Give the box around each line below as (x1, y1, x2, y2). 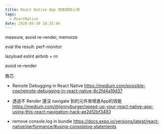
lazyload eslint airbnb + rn (5, 54, 58, 59)
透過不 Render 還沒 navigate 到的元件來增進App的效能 (12, 98, 122, 104)
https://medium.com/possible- (84, 83, 146, 89)
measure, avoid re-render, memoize (5, 34, 78, 40)
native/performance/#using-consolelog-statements (12, 124, 117, 130)
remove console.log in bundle (12, 118, 73, 124)
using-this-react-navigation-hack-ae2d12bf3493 (12, 109, 111, 115)
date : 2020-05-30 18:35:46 (5, 21, 60, 26)
